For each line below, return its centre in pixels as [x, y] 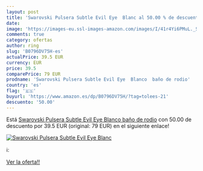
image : [14, 29]
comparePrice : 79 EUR [34, 74]
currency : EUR [24, 62]
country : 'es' [24, 85]
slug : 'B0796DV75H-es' [35, 52]
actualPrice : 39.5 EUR [35, 57]
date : [13, 23]
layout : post [23, 12]
